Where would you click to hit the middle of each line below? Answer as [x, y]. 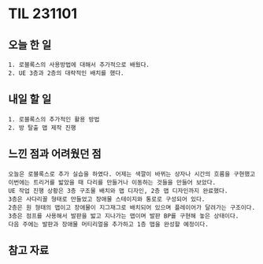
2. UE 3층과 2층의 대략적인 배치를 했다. [66, 73]
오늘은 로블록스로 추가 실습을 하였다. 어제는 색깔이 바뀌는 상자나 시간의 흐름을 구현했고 [132, 174]
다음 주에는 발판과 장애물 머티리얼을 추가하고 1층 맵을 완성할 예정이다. [108, 224]
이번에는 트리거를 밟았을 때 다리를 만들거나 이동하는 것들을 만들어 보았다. [112, 182]
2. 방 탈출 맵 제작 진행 [42, 128]
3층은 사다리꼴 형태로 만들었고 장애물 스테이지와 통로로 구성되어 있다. [107, 199]
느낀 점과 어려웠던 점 [55, 154]
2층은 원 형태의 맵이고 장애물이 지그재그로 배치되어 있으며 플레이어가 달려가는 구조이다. [132, 207]
